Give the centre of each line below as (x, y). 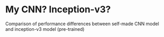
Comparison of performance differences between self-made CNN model (82, 24)
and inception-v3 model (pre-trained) (45, 29)
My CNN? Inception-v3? (58, 10)
